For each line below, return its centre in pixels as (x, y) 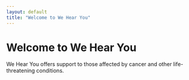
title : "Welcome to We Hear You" (48, 18)
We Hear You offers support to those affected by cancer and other (89, 64)
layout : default (27, 12)
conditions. (50, 71)
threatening (21, 71)
